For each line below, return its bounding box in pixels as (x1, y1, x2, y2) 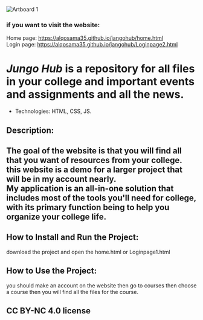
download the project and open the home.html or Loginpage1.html (6, 248, 170, 255)
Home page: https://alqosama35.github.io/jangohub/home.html (6, 34, 164, 42)
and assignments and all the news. (6, 88, 184, 101)
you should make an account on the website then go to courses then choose (6, 281, 197, 289)
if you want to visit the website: (6, 21, 100, 29)
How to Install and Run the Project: (6, 232, 139, 243)
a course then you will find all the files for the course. (6, 288, 139, 295)
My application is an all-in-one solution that (6, 184, 174, 194)
